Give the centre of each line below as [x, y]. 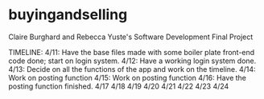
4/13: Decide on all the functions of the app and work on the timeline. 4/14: [132, 69]
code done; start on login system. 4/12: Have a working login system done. [132, 61]
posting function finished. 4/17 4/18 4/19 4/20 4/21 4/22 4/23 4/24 [119, 86]
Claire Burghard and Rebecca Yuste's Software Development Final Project [131, 37]
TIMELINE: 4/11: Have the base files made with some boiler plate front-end [132, 52]
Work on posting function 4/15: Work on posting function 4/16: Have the [128, 77]
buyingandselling [68, 15]
